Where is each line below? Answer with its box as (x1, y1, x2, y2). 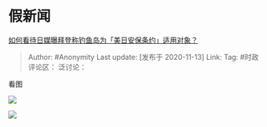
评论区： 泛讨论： (27, 62, 87, 72)
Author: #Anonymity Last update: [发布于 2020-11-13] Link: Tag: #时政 (27, 52, 259, 62)
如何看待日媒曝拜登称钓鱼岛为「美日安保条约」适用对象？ (8, 35, 198, 45)
